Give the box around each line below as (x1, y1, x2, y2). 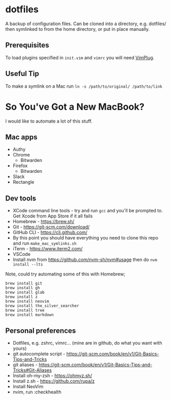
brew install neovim (5, 299, 50, 304)
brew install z (5, 294, 38, 299)
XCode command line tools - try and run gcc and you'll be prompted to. (12, 208, 163, 214)
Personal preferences (5, 326, 76, 335)
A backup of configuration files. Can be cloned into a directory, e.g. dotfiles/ (5, 21, 166, 27)
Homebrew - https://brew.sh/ (12, 218, 74, 225)
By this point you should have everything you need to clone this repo (12, 235, 158, 241)
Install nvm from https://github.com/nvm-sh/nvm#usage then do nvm (12, 256, 158, 263)
